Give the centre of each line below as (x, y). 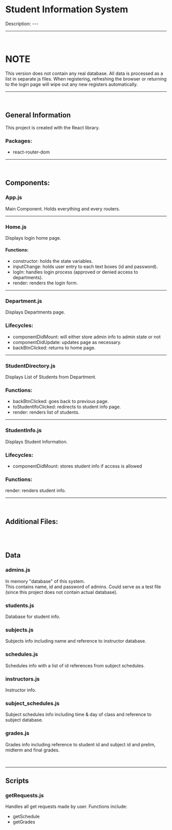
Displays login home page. (33, 238)
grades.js (17, 734)
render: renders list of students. (46, 412)
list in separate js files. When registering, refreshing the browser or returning (86, 79)
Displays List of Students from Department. (51, 377)
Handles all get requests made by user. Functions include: (66, 806)
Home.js (16, 227)
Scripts (17, 780)
